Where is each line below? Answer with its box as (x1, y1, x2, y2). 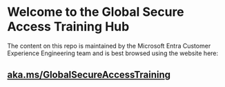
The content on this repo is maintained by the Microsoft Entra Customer (7, 41, 211, 50)
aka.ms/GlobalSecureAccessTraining (7, 69, 171, 81)
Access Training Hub (7, 19, 130, 35)
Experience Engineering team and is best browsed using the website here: (7, 49, 219, 57)
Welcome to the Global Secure (7, 4, 184, 20)
